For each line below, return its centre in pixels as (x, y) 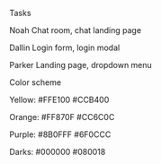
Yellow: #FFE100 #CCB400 (59, 99)
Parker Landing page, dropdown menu (81, 65)
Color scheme (35, 82)
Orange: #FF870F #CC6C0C (62, 117)
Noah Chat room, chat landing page (76, 30)
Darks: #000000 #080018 (58, 152)
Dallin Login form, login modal (65, 47)
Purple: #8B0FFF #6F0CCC (60, 134)
